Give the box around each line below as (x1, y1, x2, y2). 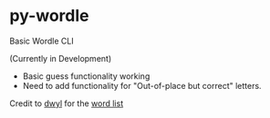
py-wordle (9, 5, 89, 26)
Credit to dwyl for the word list (9, 97, 124, 109)
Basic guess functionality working (22, 70, 151, 82)
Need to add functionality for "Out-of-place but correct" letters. (22, 80, 262, 91)
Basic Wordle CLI (9, 35, 75, 46)
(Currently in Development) (9, 53, 112, 64)
